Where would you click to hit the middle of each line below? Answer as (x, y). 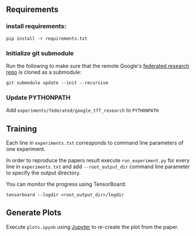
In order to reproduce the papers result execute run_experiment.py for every (98, 160)
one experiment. (26, 149)
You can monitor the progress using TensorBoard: (66, 184)
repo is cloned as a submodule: (44, 72)
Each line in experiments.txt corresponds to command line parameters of (95, 143)
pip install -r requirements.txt (47, 38)
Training (22, 129)
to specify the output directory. (43, 173)
